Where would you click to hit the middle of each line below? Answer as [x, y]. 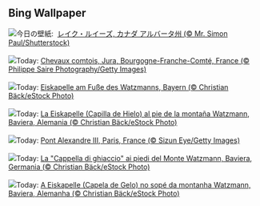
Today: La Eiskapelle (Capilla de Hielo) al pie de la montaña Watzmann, [133, 113]
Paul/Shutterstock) [39, 42]
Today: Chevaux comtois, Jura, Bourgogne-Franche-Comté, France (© [133, 60]
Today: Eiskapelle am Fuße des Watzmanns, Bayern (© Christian [122, 87]
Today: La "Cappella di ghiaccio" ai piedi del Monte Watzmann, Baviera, [134, 158]
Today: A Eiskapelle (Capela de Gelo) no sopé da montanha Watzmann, [134, 184]
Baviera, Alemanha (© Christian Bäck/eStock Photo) [94, 193]
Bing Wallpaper [47, 13]
